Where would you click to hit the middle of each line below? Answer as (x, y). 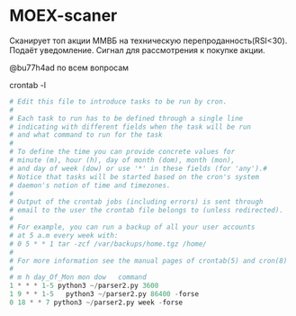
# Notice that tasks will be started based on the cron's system (134, 176)
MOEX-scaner (63, 16)
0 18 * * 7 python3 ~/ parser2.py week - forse (96, 302)
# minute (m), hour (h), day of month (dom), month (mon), (122, 160)
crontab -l (28, 85)
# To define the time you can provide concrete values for (122, 152)
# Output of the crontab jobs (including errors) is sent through (136, 202)
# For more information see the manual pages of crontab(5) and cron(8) (148, 261)
